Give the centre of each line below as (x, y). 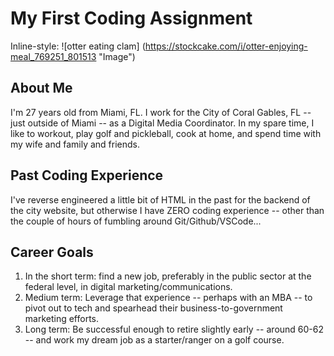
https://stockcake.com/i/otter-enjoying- (226, 46)
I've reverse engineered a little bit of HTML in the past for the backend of (160, 199)
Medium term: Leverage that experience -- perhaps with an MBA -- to (168, 298)
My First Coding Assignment (131, 18)
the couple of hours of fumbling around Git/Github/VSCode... (136, 221)
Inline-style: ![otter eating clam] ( (78, 46)
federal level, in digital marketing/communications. (128, 287)
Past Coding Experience (87, 175)
